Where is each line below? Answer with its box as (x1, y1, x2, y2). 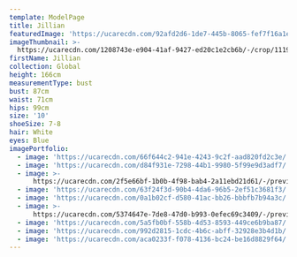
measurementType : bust (9, 79, 93, 87)
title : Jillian (9, 21, 65, 30)
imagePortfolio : (9, 144, 69, 153)
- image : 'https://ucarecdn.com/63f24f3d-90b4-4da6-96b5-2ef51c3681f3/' (17, 185, 291, 194)
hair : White (9, 128, 53, 137)
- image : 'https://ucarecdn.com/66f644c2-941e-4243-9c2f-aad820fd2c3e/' (17, 152, 291, 162)
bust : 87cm (9, 87, 49, 95)
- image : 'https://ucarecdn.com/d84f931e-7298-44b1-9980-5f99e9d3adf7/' (17, 161, 291, 170)
